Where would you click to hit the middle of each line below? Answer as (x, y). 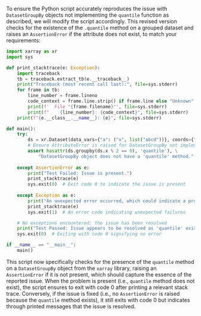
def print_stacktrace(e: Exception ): (53, 68)
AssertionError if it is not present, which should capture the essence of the (99, 274)
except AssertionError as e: (53, 168)
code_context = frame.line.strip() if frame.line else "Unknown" (111, 101)
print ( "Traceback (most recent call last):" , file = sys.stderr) (98, 84)
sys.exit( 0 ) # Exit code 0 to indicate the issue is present (107, 184)
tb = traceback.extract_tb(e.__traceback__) (73, 79)
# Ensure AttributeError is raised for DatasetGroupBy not (103, 145)
